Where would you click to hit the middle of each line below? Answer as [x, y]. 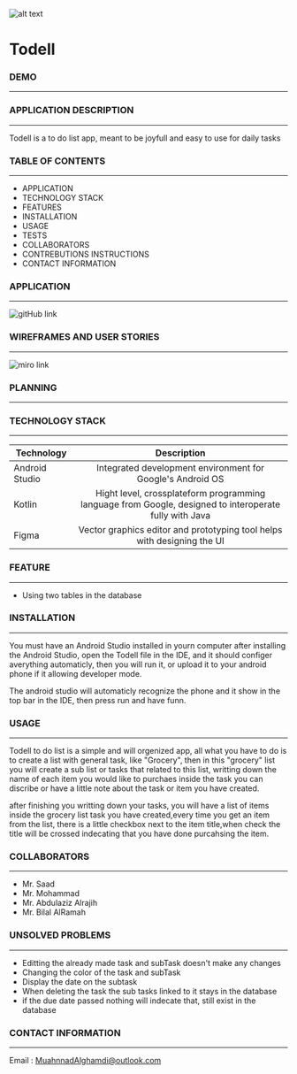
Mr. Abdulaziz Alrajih [60, 903]
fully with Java [180, 516]
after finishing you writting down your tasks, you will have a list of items [139, 806]
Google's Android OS [180, 479]
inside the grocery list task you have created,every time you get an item [140, 815]
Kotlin [26, 504]
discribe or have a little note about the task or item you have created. [134, 788]
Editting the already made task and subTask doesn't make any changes [151, 963]
